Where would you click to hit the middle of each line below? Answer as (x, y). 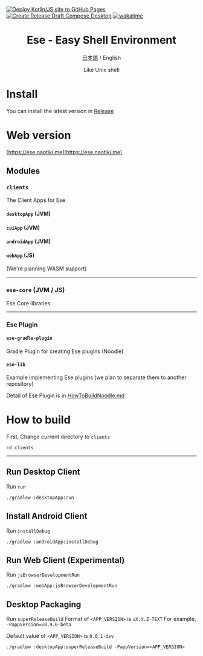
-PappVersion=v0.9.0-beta (39, 625)
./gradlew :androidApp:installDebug (52, 542)
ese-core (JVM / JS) (36, 290)
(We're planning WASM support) (47, 268)
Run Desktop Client (43, 472)
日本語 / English (101, 57)
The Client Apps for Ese (36, 200)
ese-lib (16, 365)
